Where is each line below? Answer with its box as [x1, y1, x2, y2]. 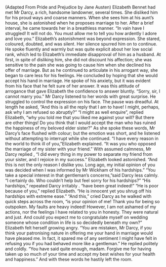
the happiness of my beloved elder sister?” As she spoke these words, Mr [5, 125, 156, 131]
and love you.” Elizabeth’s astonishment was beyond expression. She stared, [5, 36, 161, 42]
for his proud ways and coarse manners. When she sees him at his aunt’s [5, 15, 154, 20]
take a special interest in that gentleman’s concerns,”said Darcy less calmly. [5, 173, 159, 178]
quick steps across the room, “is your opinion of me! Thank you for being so [5, 199, 160, 204]
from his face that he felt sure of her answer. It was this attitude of [5, 83, 140, 89]
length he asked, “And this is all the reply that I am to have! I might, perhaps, [5, 104, 160, 110]
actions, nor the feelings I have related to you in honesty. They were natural [5, 209, 159, 215]
